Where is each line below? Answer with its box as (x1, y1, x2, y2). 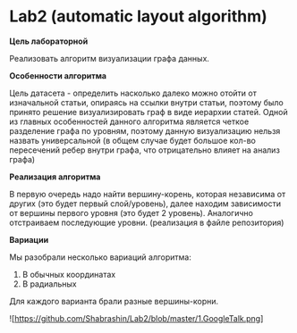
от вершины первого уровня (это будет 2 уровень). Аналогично (9, 207, 253, 218)
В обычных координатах (21, 269, 116, 279)
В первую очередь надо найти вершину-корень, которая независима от (9, 188, 286, 199)
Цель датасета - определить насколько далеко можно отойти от (9, 87, 257, 98)
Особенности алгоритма (9, 70, 107, 81)
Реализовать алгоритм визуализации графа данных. (9, 53, 210, 63)
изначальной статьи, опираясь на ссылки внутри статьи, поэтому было (9, 96, 284, 108)
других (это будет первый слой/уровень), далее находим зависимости (9, 198, 282, 209)
